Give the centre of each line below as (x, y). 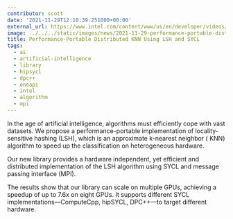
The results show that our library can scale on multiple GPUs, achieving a (112, 187)
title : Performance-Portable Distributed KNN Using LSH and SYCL (103, 40)
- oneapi (26, 85)
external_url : (28, 26)
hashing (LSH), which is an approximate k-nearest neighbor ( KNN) (130, 138)
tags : (15, 46)
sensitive (20, 138)
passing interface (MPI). (42, 173)
